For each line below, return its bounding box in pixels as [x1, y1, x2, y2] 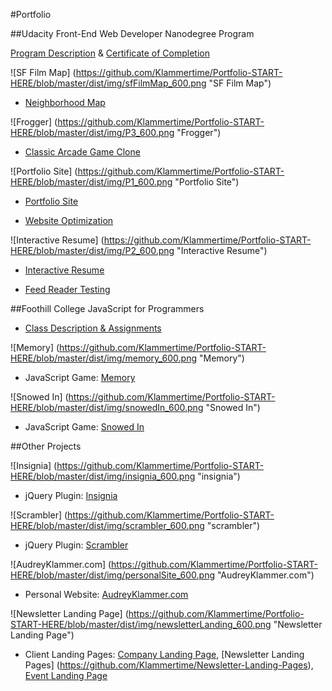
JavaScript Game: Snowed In [24, 421, 145, 433]
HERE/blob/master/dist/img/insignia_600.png [10, 470, 196, 482]
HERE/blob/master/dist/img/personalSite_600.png [10, 569, 215, 581]
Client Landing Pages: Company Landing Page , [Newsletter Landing [24, 649, 305, 660]
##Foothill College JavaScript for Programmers [10, 303, 205, 314]
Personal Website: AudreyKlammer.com [24, 589, 189, 600]
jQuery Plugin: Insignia [24, 490, 118, 501]
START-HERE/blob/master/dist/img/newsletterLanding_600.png [10, 619, 272, 630]
